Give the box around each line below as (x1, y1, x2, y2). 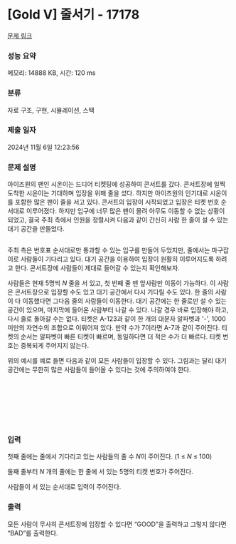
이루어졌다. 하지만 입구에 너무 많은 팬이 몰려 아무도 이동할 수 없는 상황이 (26, 207, 225, 215)
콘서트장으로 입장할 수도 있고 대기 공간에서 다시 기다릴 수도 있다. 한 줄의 (14, 288, 214, 297)
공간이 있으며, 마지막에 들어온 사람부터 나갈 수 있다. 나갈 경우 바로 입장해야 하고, (7, 306, 229, 314)
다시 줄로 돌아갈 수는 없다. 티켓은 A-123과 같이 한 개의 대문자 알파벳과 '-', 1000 (7, 314, 226, 323)
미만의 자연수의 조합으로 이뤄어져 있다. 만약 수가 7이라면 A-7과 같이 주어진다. (7, 324, 220, 332)
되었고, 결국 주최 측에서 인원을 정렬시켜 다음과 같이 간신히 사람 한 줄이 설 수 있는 (7, 215, 229, 225)
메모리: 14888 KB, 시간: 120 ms (7, 68, 96, 77)
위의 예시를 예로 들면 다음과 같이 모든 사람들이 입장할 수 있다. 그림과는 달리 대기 (7, 356, 227, 365)
